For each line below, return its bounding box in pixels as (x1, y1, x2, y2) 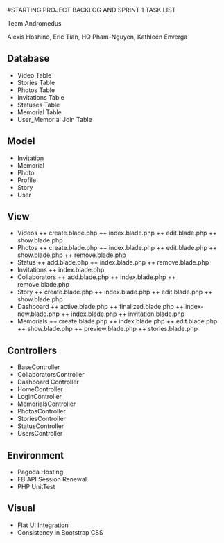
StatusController (17, 422, 64, 430)
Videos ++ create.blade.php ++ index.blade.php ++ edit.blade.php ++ (17, 229, 217, 238)
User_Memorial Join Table (17, 115, 92, 123)
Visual (7, 502, 36, 515)
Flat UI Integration (17, 521, 69, 529)
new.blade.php (17, 310, 60, 318)
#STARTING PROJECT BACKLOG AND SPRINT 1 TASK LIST (7, 6, 176, 14)
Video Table (17, 71, 52, 79)
